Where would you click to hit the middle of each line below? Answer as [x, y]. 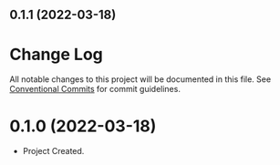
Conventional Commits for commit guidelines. [95, 89]
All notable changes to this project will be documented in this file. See [140, 79]
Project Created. [53, 151]
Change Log [56, 54]
